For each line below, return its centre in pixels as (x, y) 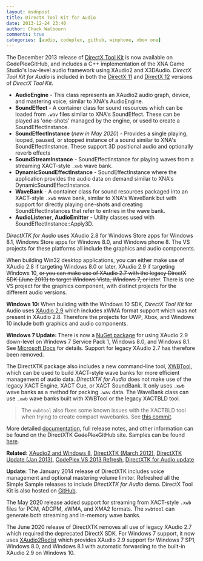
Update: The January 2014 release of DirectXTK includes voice (85, 471)
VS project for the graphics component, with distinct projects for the (92, 286)
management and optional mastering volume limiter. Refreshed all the (93, 478)
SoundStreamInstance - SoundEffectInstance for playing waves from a (104, 159)
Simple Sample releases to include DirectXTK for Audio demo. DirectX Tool (99, 484)
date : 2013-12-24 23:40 (36, 23)
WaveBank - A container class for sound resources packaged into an (101, 191)
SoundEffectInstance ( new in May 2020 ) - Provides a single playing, (101, 133)
